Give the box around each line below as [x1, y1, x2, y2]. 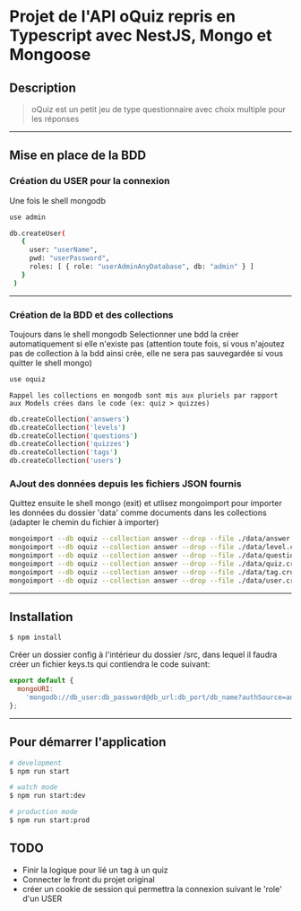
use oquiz [9, 374, 47, 383]
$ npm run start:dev [9, 792, 87, 801]
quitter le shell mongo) [9, 357, 92, 368]
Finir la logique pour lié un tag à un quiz [21, 864, 168, 875]
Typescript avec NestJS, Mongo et [9, 25, 272, 46]
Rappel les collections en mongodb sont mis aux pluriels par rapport [9, 390, 279, 400]
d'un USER [21, 893, 63, 904]
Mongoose [9, 45, 91, 65]
